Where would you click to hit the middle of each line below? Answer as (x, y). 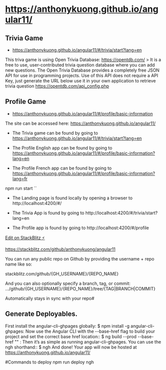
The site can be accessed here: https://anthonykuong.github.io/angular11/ (81, 123)
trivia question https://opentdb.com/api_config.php (57, 86)
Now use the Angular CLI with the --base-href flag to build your (90, 331)
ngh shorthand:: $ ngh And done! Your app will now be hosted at (71, 347)
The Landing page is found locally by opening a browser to (72, 198)
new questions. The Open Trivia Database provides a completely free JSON (82, 70)
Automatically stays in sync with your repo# (50, 298)
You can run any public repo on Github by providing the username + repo (80, 259)
